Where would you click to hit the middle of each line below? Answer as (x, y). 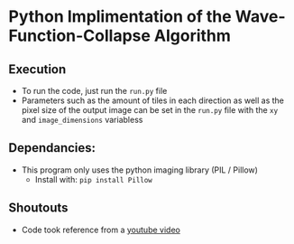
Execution (37, 69)
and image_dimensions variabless (82, 120)
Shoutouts (38, 208)
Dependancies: (52, 148)
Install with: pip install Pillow (93, 179)
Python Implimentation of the (120, 17)
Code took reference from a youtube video (101, 230)
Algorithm (193, 36)
